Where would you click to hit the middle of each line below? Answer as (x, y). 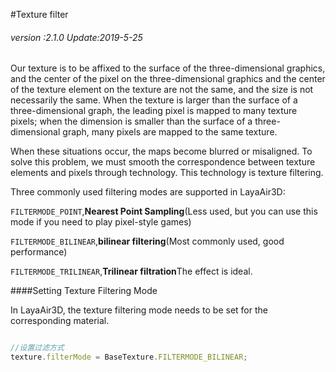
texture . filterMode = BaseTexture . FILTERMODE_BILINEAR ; (129, 357)
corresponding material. (60, 321)
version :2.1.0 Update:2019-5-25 (76, 37)
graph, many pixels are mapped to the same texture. (170, 132)
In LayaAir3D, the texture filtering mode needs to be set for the (139, 310)
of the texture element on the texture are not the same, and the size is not (162, 90)
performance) (39, 252)
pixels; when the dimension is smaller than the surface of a (131, 121)
